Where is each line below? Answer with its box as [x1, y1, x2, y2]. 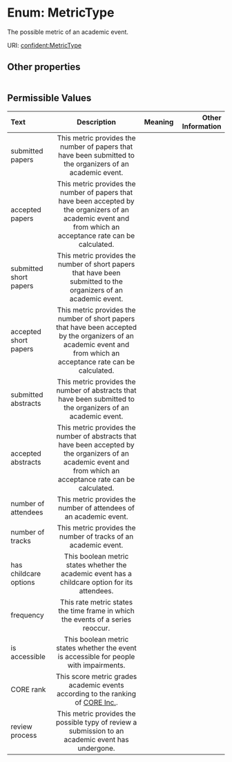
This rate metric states [59, 597, 133, 606]
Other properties [7, 61, 81, 73]
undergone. [77, 743, 115, 753]
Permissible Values [7, 92, 92, 104]
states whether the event [56, 643, 137, 653]
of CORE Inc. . [75, 697, 119, 707]
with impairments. [67, 660, 126, 670]
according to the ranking [56, 689, 137, 698]
